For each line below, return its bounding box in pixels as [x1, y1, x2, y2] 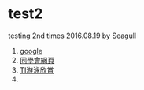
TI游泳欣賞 [19, 65, 54, 75]
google [19, 46, 43, 55]
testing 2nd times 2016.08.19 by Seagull [8, 31, 136, 40]
